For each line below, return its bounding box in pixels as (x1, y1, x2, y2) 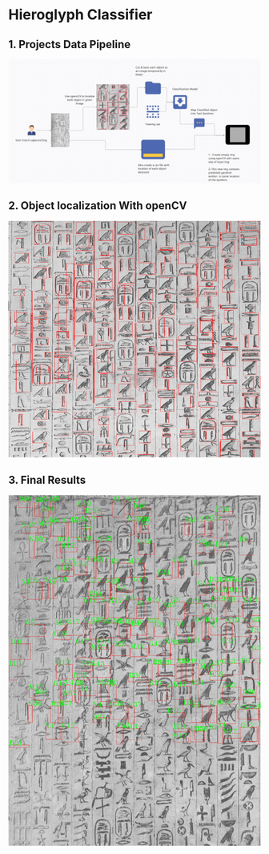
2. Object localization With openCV (8, 199, 187, 213)
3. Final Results (8, 473, 86, 486)
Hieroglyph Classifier (8, 6, 153, 24)
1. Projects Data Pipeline (8, 38, 131, 51)
